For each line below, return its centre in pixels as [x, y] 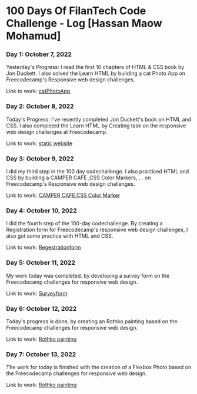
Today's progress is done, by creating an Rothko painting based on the [92, 321]
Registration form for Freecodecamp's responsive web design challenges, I [97, 230]
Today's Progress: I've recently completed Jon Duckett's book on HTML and [99, 119]
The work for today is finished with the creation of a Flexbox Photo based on [99, 367]
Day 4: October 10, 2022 [42, 211]
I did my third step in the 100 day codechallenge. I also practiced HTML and [98, 172]
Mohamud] [34, 36]
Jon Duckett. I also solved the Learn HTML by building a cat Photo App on [96, 73]
